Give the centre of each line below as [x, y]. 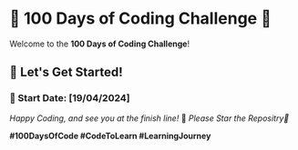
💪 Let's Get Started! [66, 72]
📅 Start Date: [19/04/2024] [70, 98]
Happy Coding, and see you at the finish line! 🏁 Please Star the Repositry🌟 [149, 118]
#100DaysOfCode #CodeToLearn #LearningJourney [110, 135]
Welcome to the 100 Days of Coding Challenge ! [99, 44]
